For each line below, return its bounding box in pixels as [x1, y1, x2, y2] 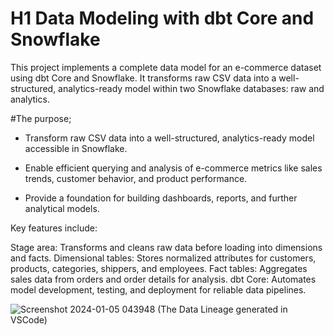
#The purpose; [10, 112, 72, 124]
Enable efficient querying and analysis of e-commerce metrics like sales [24, 162, 323, 174]
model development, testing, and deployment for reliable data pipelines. [10, 283, 307, 296]
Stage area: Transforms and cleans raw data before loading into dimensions [10, 241, 323, 253]
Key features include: [10, 222, 98, 234]
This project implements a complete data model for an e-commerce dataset [10, 61, 322, 73]
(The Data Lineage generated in [157, 303, 288, 315]
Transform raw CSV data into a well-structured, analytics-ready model [24, 132, 315, 144]
